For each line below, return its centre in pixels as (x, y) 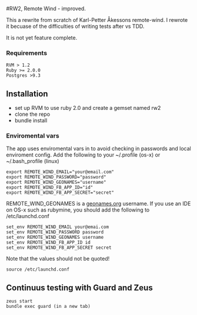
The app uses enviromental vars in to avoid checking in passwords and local (98, 149)
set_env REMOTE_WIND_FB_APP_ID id (49, 243)
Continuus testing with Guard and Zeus (79, 288)
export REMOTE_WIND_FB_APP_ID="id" (50, 188)
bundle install (31, 121)
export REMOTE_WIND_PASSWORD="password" (56, 177)
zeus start (19, 301)
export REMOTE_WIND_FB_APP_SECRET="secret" (60, 193)
